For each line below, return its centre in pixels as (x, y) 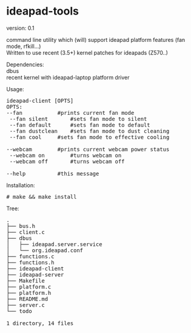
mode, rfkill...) (24, 46)
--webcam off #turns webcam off (67, 161)
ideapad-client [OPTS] (40, 101)
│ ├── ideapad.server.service (54, 244)
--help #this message (53, 173)
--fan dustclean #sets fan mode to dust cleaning (89, 131)
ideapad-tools (42, 11)
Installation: (21, 185)
